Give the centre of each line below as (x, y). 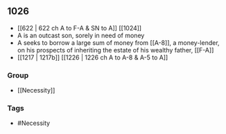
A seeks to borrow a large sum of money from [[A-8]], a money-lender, (118, 42)
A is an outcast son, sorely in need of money (81, 35)
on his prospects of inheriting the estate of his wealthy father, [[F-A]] (115, 50)
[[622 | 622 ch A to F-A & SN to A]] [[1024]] (79, 28)
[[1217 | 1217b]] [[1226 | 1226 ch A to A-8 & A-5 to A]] (93, 57)
